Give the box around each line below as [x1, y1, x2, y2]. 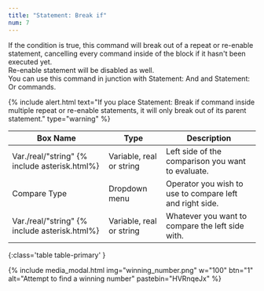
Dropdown [108, 183, 148, 194]
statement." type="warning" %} [8, 114, 111, 123]
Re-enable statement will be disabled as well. [8, 65, 155, 75]
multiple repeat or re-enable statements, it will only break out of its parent [8, 105, 247, 115]
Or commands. [8, 82, 57, 91]
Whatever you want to [166, 210, 247, 221]
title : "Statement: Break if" [8, 11, 108, 20]
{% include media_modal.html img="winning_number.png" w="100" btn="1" [8, 265, 254, 275]
